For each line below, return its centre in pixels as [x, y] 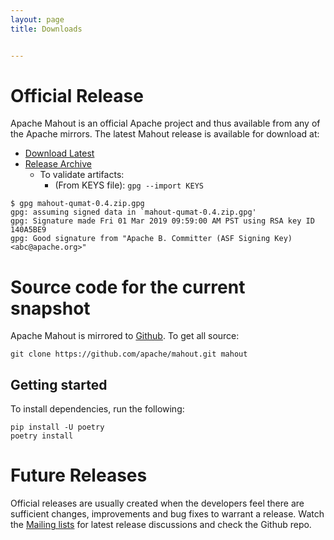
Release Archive [58, 164]
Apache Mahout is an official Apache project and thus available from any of [165, 123]
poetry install [42, 436]
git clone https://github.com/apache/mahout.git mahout [129, 354]
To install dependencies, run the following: [97, 409]
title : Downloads [46, 29]
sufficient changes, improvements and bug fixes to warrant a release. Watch [167, 514]
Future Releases [79, 475]
